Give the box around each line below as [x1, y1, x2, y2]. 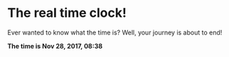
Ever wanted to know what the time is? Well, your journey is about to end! [7, 28, 223, 37]
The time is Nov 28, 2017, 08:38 [7, 42, 103, 50]
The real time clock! [7, 5, 127, 21]
